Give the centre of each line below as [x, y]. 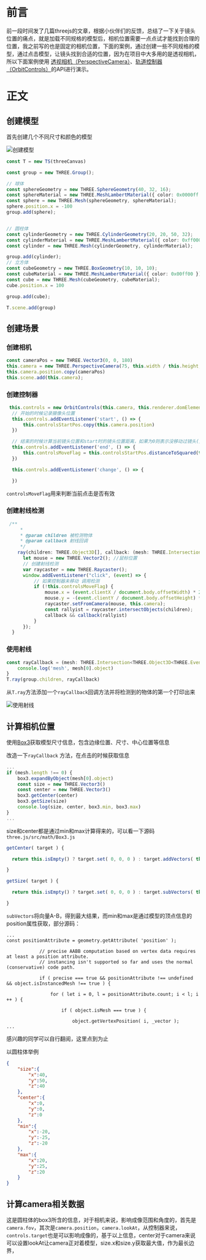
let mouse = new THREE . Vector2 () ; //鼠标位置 [80, 558]
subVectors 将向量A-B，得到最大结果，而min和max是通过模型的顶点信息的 [99, 915]
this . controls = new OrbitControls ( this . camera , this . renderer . [93, 407]
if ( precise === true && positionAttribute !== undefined [116, 978]
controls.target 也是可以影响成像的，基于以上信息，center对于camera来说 [101, 1235]
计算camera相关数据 [45, 1204]
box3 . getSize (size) [42, 801]
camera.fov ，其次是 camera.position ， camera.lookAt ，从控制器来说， [93, 1228]
